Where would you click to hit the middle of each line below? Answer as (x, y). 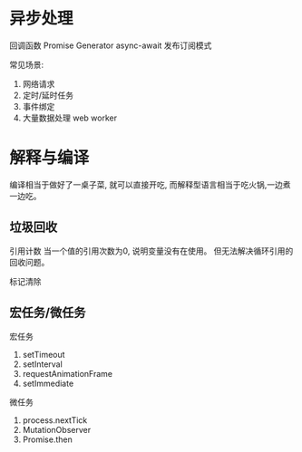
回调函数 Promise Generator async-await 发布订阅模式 (111, 45)
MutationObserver (57, 429)
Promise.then (47, 439)
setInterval (43, 364)
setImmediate (48, 383)
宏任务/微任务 (48, 313)
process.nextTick (55, 420)
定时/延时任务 (48, 95)
